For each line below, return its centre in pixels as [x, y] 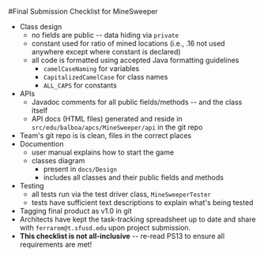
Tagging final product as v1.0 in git [75, 211]
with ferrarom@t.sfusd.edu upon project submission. [105, 227]
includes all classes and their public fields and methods [133, 177]
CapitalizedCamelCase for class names [106, 77]
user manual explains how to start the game [103, 152]
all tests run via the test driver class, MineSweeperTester [121, 194]
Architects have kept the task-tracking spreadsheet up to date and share [138, 219]
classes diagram [58, 160]
